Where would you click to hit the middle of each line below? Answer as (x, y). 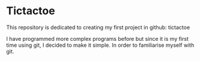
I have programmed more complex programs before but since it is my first (98, 38)
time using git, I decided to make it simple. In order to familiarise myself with (100, 45)
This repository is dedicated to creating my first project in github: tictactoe (98, 27)
